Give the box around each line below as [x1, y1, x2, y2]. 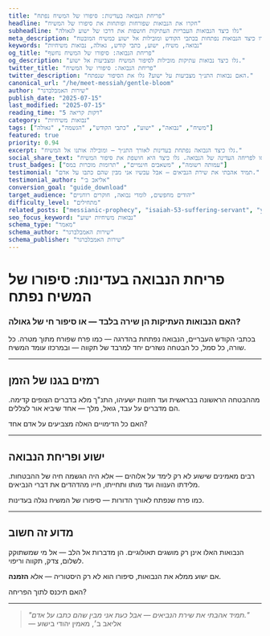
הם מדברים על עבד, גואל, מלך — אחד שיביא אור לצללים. [8, 403, 181, 414]
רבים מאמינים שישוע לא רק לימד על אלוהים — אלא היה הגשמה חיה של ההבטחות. [8, 471, 256, 480]
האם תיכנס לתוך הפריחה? [8, 587, 87, 597]
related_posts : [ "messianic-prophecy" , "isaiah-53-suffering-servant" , [8, 206, 253, 214]
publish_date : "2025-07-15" [8, 94, 103, 102]
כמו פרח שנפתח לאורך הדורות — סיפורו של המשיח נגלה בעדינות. [8, 495, 205, 504]
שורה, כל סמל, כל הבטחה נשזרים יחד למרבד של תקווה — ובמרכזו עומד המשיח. [8, 343, 247, 353]
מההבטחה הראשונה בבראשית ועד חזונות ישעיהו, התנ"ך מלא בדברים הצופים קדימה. [8, 395, 260, 405]
